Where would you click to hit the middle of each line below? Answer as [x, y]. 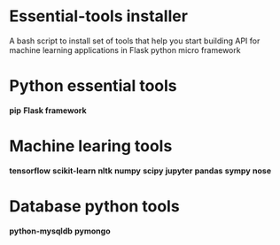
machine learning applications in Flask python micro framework [125, 50]
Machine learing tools [91, 146]
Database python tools [94, 206]
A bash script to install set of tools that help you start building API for [135, 41]
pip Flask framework [48, 110]
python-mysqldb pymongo [60, 231]
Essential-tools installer [99, 16]
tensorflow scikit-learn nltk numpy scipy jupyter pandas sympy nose [140, 171]
